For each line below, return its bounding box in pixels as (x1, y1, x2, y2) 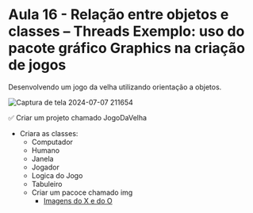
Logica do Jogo (31, 170, 83, 180)
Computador (31, 137, 74, 146)
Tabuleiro (31, 179, 63, 188)
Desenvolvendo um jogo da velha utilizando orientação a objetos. (8, 82, 222, 92)
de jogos (8, 56, 67, 74)
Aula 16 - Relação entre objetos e (8, 6, 229, 24)
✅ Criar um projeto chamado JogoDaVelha (8, 112, 148, 122)
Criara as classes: (19, 128, 79, 138)
